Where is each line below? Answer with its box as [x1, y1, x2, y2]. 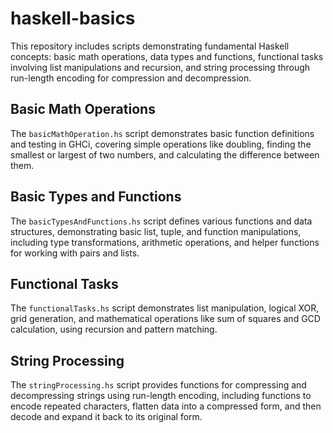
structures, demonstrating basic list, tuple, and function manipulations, [10, 225, 302, 237]
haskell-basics [10, 7, 136, 30]
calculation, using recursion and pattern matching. [10, 323, 218, 336]
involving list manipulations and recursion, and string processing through [10, 61, 311, 73]
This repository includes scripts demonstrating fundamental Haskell [10, 40, 290, 52]
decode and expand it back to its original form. [10, 411, 203, 423]
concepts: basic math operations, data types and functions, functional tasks [10, 50, 324, 62]
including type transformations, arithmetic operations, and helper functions [10, 236, 320, 248]
